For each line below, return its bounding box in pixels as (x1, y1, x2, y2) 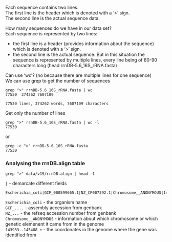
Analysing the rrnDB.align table (5, 159, 85, 167)
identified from (5, 232, 37, 238)
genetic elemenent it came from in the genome (5, 221, 104, 227)
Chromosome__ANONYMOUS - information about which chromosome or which (5, 215, 158, 222)
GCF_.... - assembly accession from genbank (5, 205, 102, 211)
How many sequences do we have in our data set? (5, 25, 112, 31)
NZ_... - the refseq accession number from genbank (5, 210, 117, 216)
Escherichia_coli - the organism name (5, 199, 88, 206)
